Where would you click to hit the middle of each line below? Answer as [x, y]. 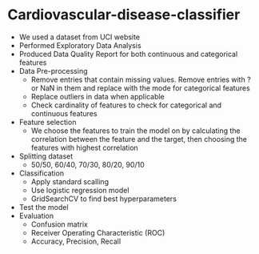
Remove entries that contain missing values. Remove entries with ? [141, 79]
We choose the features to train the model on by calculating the [135, 131]
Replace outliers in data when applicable [98, 96]
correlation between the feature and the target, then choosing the [139, 139]
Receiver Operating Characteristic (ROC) [98, 232]
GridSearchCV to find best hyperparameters [104, 199]
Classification [42, 173]
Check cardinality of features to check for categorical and [126, 105]
